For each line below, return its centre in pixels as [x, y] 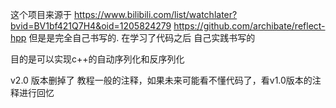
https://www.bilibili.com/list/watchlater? [155, 14]
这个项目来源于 [41, 14]
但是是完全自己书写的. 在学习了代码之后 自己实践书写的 [142, 37]
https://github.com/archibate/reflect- [249, 26]
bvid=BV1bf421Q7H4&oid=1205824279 [91, 26]
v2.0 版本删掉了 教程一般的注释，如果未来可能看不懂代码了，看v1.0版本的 [161, 80]
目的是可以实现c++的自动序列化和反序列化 [97, 59]
